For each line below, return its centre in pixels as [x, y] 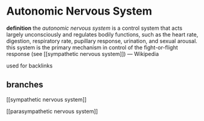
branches [25, 85]
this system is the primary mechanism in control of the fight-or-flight [92, 47]
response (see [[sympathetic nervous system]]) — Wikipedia [83, 54]
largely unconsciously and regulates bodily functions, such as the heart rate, [102, 34]
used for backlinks [30, 66]
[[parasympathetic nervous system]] [52, 111]
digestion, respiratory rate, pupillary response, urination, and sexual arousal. [102, 41]
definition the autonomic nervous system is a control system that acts [94, 28]
